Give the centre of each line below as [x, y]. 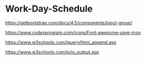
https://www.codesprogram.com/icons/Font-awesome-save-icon [73, 32]
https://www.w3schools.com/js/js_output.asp [52, 52]
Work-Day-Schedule [49, 9]
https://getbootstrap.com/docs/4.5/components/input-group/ [69, 23]
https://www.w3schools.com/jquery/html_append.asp [61, 42]
